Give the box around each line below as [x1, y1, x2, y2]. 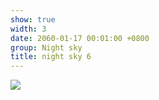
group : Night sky [10, 42, 83, 53]
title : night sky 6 [10, 52, 92, 62]
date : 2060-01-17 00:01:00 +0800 [10, 33, 150, 43]
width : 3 [10, 24, 47, 34]
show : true [10, 14, 56, 25]
